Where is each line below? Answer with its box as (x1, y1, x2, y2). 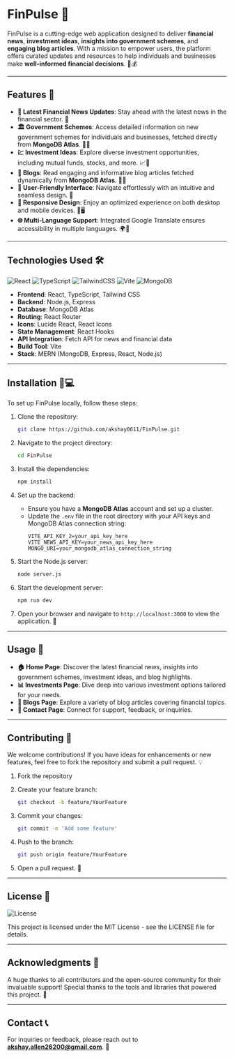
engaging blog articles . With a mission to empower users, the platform (7, 44, 211, 52)
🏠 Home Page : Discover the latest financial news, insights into (17, 662, 198, 671)
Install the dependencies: (17, 465, 91, 473)
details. (7, 930, 29, 938)
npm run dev (17, 597, 52, 604)
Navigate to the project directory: (17, 439, 113, 447)
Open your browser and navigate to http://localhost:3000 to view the (17, 609, 220, 618)
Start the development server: (17, 583, 104, 592)
